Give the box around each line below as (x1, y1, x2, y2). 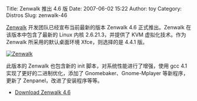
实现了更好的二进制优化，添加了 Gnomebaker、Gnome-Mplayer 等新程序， (6, 70, 189, 76)
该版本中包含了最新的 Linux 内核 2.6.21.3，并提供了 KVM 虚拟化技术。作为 (6, 31, 186, 38)
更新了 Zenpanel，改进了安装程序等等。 (6, 77, 103, 84)
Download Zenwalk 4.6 (14, 89, 71, 96)
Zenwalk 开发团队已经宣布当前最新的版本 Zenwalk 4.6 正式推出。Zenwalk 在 (6, 24, 192, 31)
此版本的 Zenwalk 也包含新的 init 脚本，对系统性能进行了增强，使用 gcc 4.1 (6, 62, 188, 69)
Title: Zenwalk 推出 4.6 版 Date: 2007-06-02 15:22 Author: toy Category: (6, 5, 182, 12)
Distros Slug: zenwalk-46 (6, 12, 68, 19)
